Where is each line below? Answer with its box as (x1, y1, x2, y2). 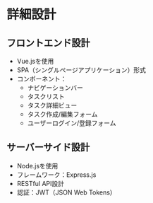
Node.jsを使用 (16, 161, 59, 170)
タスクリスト (27, 93, 65, 100)
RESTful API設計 (16, 179, 65, 187)
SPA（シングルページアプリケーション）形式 (16, 66, 146, 74)
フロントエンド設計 (6, 37, 90, 49)
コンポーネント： (16, 75, 67, 83)
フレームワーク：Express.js (16, 170, 97, 179)
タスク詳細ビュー (27, 101, 78, 110)
